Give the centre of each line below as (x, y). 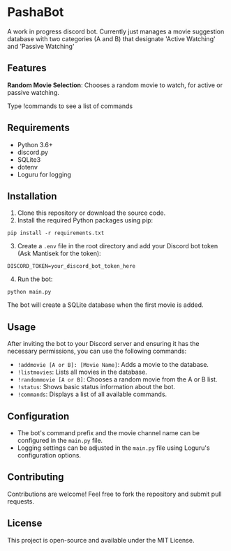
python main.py (29, 292)
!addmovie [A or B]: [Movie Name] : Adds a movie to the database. (113, 365)
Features (27, 68)
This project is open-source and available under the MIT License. (101, 540)
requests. (21, 501)
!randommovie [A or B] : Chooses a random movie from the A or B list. (117, 379)
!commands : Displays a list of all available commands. (92, 394)
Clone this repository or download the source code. (91, 213)
